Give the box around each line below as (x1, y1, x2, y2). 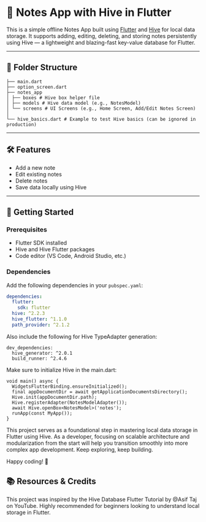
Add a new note (15, 164, 56, 171)
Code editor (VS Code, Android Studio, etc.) (15, 252, 127, 260)
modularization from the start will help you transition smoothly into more (6, 439, 188, 447)
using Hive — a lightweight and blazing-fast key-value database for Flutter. (6, 39, 196, 46)
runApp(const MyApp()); (12, 410, 72, 416)
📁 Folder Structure (6, 62, 78, 73)
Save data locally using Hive (15, 183, 87, 191)
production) (6, 121, 37, 127)
